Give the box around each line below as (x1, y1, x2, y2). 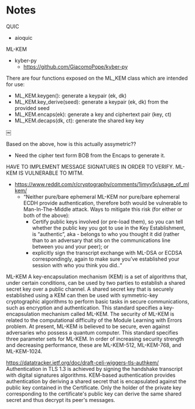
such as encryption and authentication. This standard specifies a (6, 304, 163, 311)
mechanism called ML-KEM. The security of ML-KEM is (41, 310, 175, 317)
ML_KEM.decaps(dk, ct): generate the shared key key (14, 117, 145, 124)
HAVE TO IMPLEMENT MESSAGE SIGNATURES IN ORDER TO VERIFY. (6, 163, 175, 170)
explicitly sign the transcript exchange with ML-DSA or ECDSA (32, 249, 183, 256)
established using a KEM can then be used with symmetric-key (6, 291, 158, 299)
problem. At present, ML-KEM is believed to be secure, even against (6, 323, 170, 330)
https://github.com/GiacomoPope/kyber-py (23, 63, 128, 70)
